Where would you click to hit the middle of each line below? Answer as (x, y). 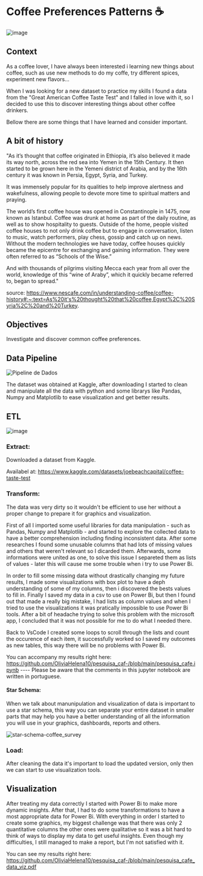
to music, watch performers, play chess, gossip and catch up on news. (94, 237)
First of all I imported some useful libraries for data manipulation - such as (98, 525)
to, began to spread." (33, 281)
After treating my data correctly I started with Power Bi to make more (92, 803)
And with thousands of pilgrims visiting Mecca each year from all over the (98, 268)
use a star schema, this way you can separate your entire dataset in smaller (100, 710)
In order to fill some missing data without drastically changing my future (96, 576)
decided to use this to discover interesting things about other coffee (91, 104)
